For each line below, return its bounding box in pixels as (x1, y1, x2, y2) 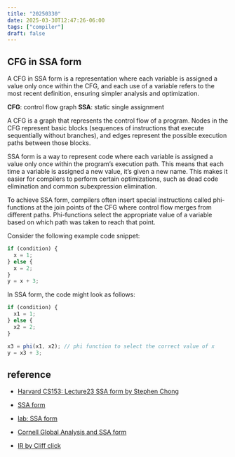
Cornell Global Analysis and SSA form (17, 428, 127, 437)
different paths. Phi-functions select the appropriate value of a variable (7, 211, 213, 219)
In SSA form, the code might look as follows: (7, 290, 135, 299)
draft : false (7, 29, 46, 37)
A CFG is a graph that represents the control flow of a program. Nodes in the (7, 116, 229, 125)
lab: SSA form (17, 414, 58, 423)
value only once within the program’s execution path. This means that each (7, 160, 224, 168)
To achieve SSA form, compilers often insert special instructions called (7, 196, 212, 204)
